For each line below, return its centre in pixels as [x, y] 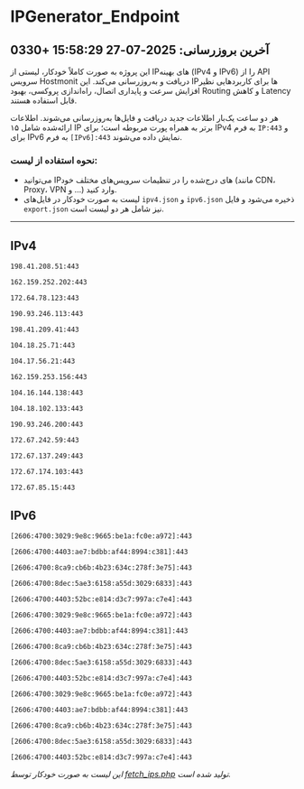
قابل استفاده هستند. [44, 100]
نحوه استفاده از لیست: [54, 160]
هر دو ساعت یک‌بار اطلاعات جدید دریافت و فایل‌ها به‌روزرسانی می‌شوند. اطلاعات [144, 118]
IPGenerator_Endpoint [95, 17]
